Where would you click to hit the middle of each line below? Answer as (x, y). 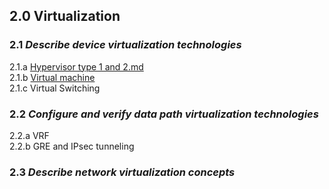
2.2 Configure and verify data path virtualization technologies (164, 114)
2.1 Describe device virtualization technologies (125, 45)
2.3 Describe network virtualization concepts (122, 172)
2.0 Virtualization (65, 16)
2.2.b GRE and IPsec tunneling (72, 146)
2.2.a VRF (29, 135)
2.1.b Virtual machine (52, 77)
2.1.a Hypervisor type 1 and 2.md (76, 66)
